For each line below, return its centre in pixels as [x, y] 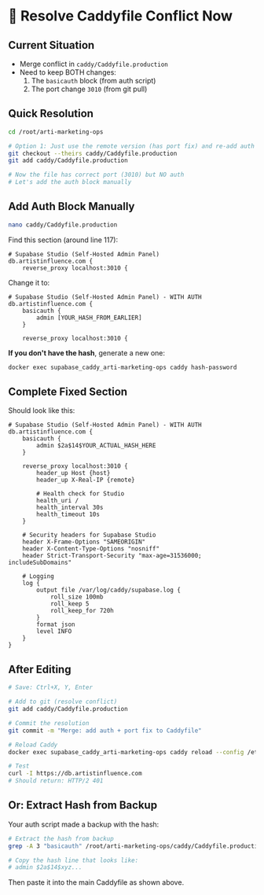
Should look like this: [42, 411]
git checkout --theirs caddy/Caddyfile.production [93, 153]
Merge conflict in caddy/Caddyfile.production [94, 64]
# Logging [38, 576]
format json [56, 624]
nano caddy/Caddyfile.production [63, 225]
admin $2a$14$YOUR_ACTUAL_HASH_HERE [96, 446]
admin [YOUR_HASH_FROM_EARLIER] [90, 318]
